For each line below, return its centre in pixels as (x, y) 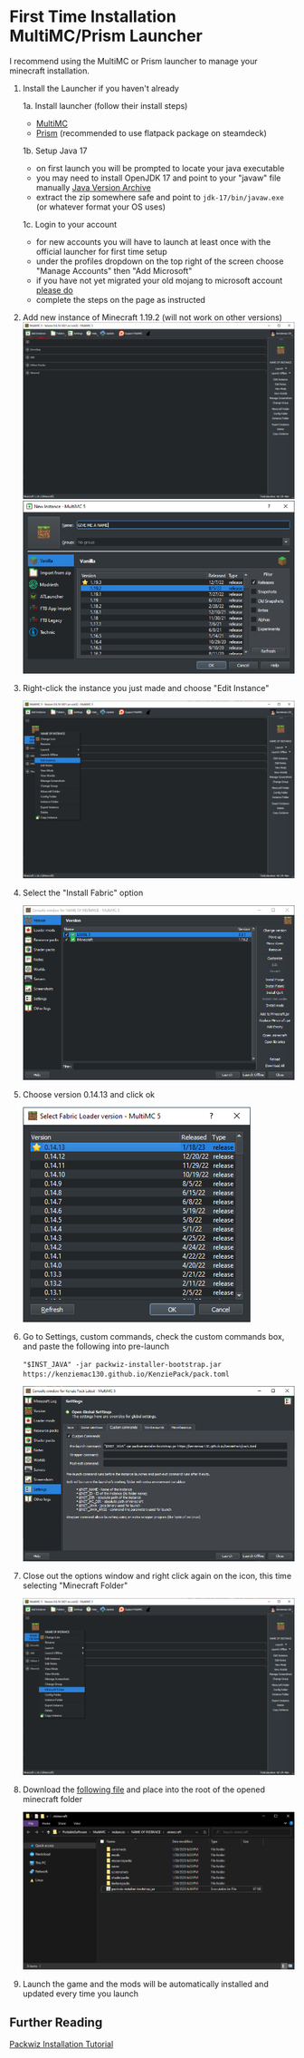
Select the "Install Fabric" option (83, 892)
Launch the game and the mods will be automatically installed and (145, 1985)
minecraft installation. (50, 71)
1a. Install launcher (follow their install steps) (105, 105)
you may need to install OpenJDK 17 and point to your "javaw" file (158, 178)
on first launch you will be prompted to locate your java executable (160, 168)
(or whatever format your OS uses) (100, 207)
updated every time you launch (80, 1994)
